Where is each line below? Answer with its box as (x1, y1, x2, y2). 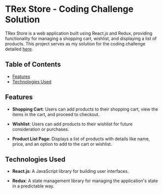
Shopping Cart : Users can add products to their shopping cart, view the (12, 106, 158, 112)
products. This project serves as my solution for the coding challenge (5, 40, 146, 46)
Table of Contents (5, 60, 61, 69)
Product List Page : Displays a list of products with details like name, (12, 136, 150, 142)
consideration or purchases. (12, 126, 70, 132)
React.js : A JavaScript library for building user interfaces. (12, 168, 129, 174)
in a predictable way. (12, 183, 54, 189)
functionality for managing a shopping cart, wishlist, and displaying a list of (5, 36, 157, 41)
